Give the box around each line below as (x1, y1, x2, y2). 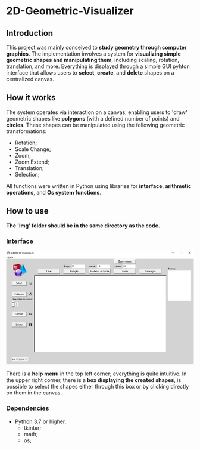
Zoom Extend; (14, 158, 49, 165)
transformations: (6, 127, 47, 135)
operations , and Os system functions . (6, 189, 101, 196)
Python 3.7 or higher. (14, 418, 67, 425)
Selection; (14, 171, 40, 178)
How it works (6, 93, 56, 103)
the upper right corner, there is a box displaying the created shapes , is (6, 377, 182, 384)
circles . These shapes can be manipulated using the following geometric (6, 121, 185, 128)
